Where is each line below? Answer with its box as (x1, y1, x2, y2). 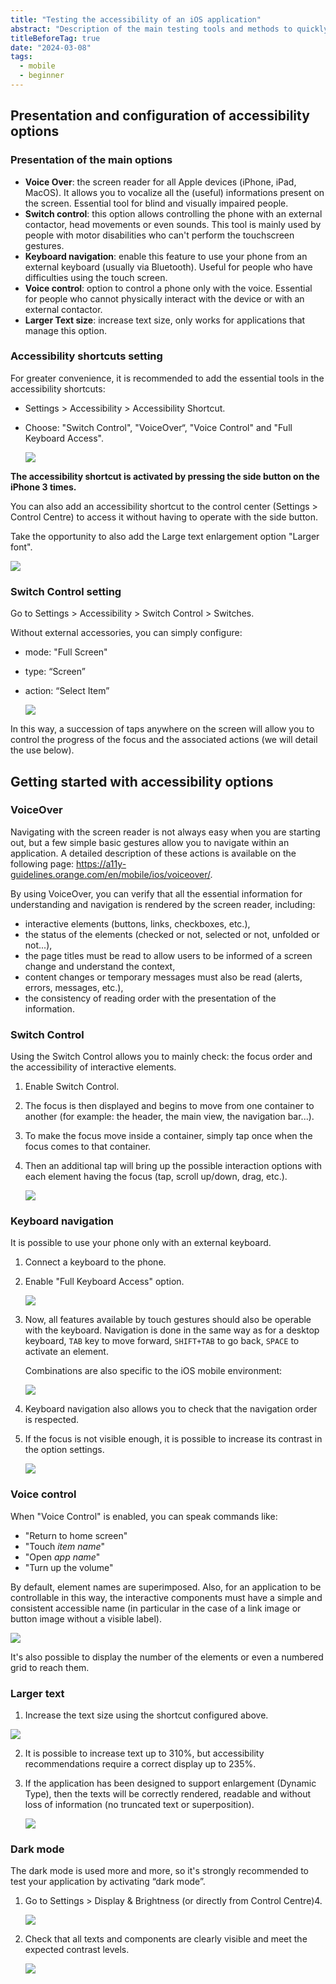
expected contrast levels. (24, 1944, 130, 1956)
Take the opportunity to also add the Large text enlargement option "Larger (10, 530, 320, 542)
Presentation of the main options (10, 153, 173, 167)
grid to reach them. (10, 1661, 90, 1673)
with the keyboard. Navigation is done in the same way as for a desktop (24, 1324, 320, 1336)
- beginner (19, 71, 65, 81)
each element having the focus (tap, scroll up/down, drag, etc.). (24, 1171, 288, 1183)
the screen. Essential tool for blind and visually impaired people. (24, 197, 289, 209)
